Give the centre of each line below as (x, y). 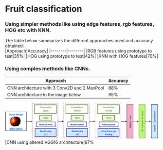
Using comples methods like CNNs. (48, 69)
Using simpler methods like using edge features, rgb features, (80, 24)
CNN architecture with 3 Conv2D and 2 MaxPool (56, 88)
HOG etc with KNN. (28, 30)
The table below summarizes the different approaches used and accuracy (79, 41)
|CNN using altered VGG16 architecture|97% (49, 142)
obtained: (15, 46)
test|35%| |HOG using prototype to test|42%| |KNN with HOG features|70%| (81, 56)
